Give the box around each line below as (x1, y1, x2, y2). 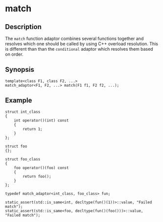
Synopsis (5, 65, 34, 74)
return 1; (23, 127, 43, 131)
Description (5, 23, 42, 31)
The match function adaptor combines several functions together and (5, 35, 144, 41)
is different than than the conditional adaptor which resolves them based (5, 46, 153, 52)
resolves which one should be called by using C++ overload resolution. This (5, 41, 158, 47)
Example (5, 96, 32, 105)
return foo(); (23, 174, 51, 179)
